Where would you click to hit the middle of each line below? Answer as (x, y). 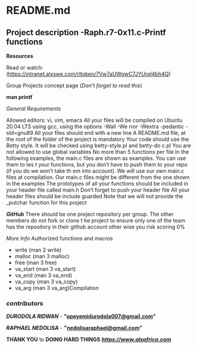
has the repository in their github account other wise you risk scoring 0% (96, 227)
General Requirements (34, 109)
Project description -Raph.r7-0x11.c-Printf (86, 33)
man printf (19, 97)
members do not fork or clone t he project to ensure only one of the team (96, 220)
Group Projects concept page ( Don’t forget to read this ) (74, 85)
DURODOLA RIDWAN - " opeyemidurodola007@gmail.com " (81, 316)
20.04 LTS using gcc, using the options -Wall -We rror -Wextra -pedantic (95, 126)
